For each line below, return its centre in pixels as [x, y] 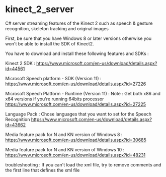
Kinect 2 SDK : [20, 63]
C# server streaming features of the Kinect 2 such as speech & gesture [79, 23]
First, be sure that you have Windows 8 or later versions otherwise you [78, 38]
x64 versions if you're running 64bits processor [55, 99]
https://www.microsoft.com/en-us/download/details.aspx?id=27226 [76, 84]
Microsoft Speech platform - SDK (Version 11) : [53, 78]
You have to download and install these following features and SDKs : [77, 53]
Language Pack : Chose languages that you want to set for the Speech [78, 114]
